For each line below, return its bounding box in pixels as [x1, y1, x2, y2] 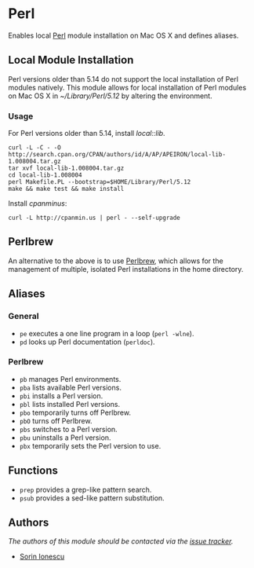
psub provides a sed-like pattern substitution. [19, 493, 165, 503]
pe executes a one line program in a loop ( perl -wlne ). [19, 328, 194, 338]
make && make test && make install [8, 185, 125, 193]
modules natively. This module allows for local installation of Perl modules [8, 82, 247, 92]
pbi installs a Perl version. [19, 390, 103, 401]
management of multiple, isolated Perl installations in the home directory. [8, 264, 244, 273]
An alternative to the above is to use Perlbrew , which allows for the [8, 256, 223, 266]
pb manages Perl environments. [19, 374, 122, 383]
